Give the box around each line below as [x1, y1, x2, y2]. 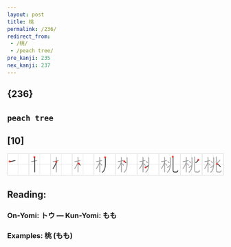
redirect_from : [7, 33, 51, 40]
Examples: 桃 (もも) [7, 230, 74, 240]
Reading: [7, 189, 47, 200]
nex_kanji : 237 [7, 62, 51, 69]
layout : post [7, 11, 45, 18]
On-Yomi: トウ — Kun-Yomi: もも [7, 211, 117, 220]
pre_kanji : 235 [7, 55, 51, 62]
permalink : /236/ [7, 25, 57, 32]
